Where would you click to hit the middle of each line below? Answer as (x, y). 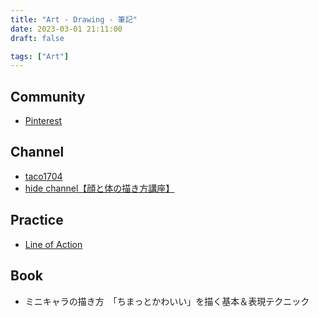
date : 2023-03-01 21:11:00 (66, 29)
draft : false (37, 38)
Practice (37, 220)
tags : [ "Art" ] (40, 56)
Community (48, 96)
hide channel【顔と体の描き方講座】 (99, 188)
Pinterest (43, 121)
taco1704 (43, 176)
